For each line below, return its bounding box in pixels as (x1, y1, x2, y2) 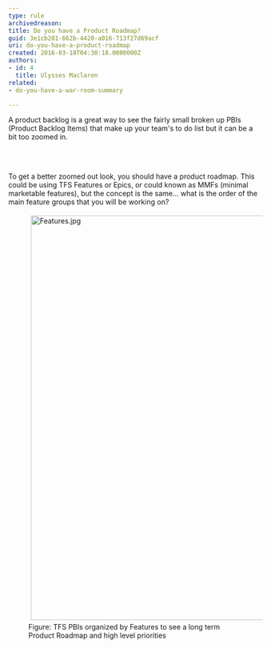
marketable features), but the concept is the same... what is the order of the (8, 189, 258, 199)
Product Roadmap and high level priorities (28, 630, 166, 641)
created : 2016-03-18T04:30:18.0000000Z (8, 49, 141, 57)
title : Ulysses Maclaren (15, 71, 98, 79)
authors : (8, 57, 38, 65)
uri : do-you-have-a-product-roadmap (8, 42, 130, 50)
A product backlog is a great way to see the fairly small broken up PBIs (8, 115, 241, 125)
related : (8, 78, 38, 87)
